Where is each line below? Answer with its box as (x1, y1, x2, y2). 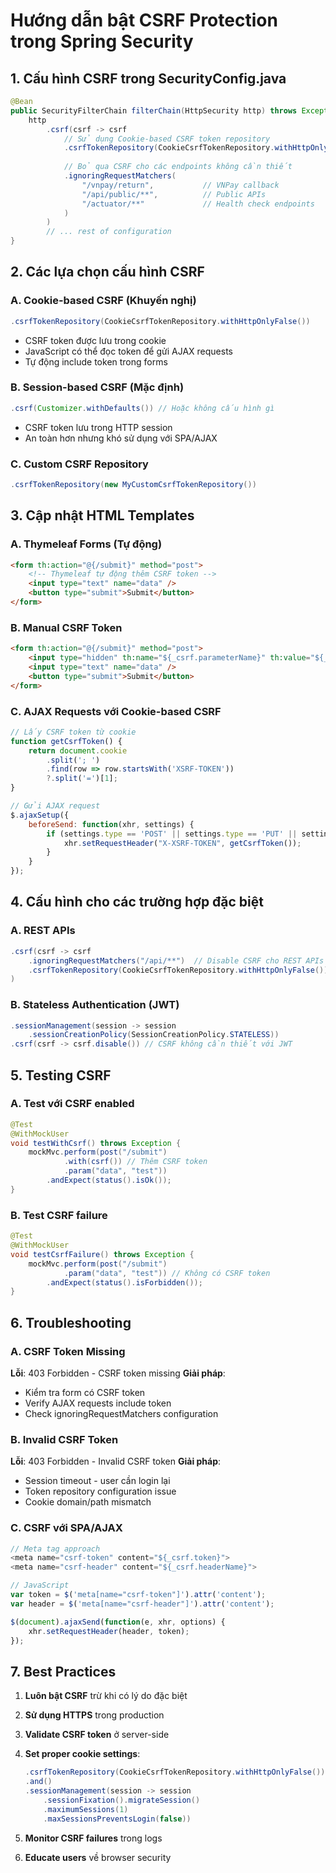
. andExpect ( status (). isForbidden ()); (46, 1277, 203, 1288)
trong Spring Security (10, 30, 194, 53)
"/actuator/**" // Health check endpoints (81, 199, 315, 209)
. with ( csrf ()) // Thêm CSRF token (63, 1157, 208, 1167)
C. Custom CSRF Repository (10, 457, 149, 471)
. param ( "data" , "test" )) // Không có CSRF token (63, 1268, 271, 1278)
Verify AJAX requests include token (24, 1397, 172, 1409)
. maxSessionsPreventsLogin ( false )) (43, 1814, 192, 1824)
